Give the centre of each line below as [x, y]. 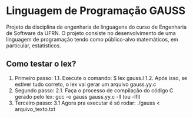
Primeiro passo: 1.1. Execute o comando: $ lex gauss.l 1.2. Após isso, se [101, 78]
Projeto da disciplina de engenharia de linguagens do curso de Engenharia [96, 27]
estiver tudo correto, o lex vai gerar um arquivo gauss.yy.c [85, 84]
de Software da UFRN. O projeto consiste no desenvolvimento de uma [91, 33]
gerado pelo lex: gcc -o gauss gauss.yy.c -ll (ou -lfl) [78, 96]
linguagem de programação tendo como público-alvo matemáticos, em [92, 39]
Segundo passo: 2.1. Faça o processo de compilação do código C [94, 90]
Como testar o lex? [41, 64]
